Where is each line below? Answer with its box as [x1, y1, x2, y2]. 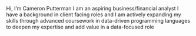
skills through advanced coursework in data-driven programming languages [6, 17, 191, 24]
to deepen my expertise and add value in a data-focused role [6, 23, 154, 30]
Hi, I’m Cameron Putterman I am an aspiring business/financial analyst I [6, 5, 179, 12]
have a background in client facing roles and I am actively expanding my [6, 11, 181, 18]
